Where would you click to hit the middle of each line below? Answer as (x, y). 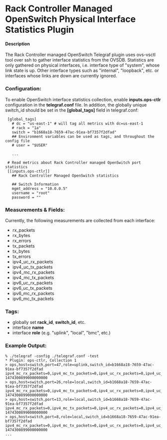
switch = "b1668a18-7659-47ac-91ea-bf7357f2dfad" (64, 132)
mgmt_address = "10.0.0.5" (40, 189)
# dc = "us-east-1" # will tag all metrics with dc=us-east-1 (77, 124)
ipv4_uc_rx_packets (33, 261)
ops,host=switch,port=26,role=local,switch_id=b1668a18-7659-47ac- (81, 382)
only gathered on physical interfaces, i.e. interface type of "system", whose (83, 65)
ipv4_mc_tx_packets (33, 277)
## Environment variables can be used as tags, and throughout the (83, 136)
